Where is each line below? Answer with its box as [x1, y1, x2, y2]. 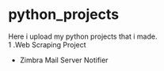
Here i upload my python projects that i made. [8, 32, 158, 41]
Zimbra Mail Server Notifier [19, 55, 109, 65]
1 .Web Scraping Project [8, 39, 86, 49]
